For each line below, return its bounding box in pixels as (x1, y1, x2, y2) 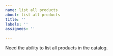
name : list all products (5, 7, 58, 13)
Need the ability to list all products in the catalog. (5, 45, 108, 51)
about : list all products (5, 12, 60, 17)
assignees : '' (5, 26, 36, 32)
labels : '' (5, 21, 29, 27)
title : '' (5, 17, 26, 22)
